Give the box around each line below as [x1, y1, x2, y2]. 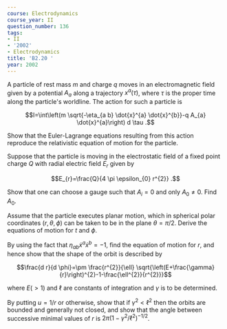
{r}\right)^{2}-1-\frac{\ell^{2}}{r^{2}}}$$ [59, 270, 172, 279]
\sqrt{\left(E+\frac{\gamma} [136, 263, 215, 271]
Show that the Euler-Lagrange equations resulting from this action [7, 131, 194, 140]
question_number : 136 [7, 23, 69, 30]
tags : [7, 29, 23, 36]
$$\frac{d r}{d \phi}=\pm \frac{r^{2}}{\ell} [16, 263, 136, 271]
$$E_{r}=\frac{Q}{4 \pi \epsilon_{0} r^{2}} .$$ [50, 174, 181, 182]
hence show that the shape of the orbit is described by [7, 249, 163, 258]
